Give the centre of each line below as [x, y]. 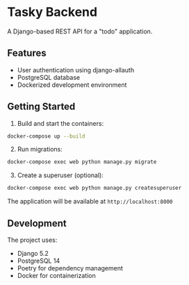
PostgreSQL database [49, 77]
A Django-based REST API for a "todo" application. [80, 31]
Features [27, 53]
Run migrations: [40, 149]
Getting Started [41, 107]
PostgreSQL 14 [39, 261]
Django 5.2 [33, 253]
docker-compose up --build [46, 136]
